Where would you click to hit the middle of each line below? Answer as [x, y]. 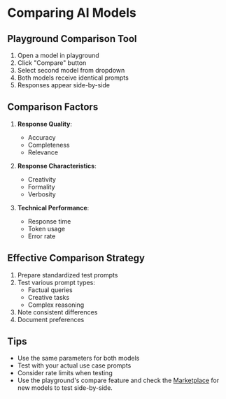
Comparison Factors [53, 107]
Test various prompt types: [56, 282]
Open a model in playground [58, 55]
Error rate [42, 236]
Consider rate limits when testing [65, 373]
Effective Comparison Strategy [76, 258]
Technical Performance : [53, 208]
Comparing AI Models [72, 13]
